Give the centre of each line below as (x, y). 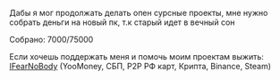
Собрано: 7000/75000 (51, 40)
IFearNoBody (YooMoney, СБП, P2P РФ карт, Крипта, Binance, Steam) (140, 66)
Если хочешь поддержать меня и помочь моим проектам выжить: (136, 56)
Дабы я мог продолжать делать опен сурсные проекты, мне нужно (139, 13)
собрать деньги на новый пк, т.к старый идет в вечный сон (122, 22)
